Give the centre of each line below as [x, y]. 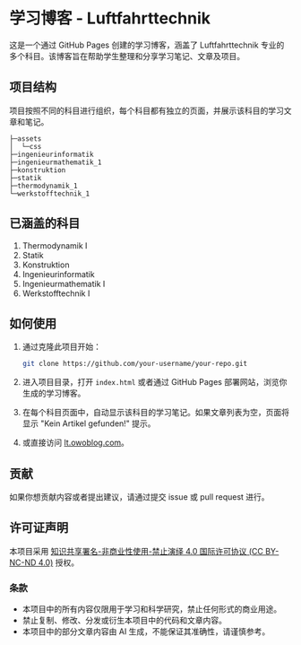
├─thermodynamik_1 [43, 186]
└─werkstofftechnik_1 [50, 194]
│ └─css [26, 146]
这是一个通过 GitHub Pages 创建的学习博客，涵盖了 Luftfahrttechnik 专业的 [147, 45]
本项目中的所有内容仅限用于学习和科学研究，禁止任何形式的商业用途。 [152, 609]
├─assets [26, 139]
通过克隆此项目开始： [61, 347]
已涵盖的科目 [45, 224]
